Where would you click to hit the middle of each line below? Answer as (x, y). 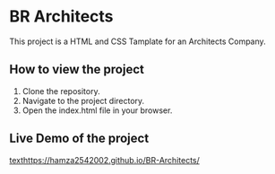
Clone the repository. (61, 91)
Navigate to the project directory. (83, 100)
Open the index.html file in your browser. (97, 110)
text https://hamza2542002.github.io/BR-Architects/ (104, 160)
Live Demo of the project (79, 139)
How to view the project (77, 70)
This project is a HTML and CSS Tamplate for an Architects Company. (137, 41)
